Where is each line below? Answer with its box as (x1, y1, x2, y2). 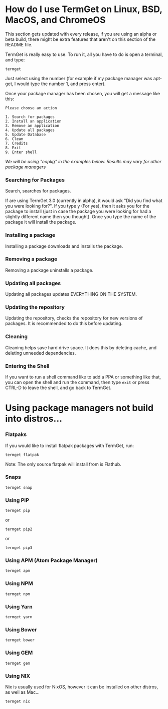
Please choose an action (5, 105, 57, 110)
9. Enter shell (5, 150, 37, 155)
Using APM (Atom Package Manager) (5, 557, 98, 564)
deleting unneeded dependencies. (5, 350, 76, 356)
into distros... (5, 413, 63, 424)
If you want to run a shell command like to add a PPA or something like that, (5, 374, 161, 380)
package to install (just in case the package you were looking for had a (5, 208, 151, 215)
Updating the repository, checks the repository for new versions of (5, 315, 143, 321)
